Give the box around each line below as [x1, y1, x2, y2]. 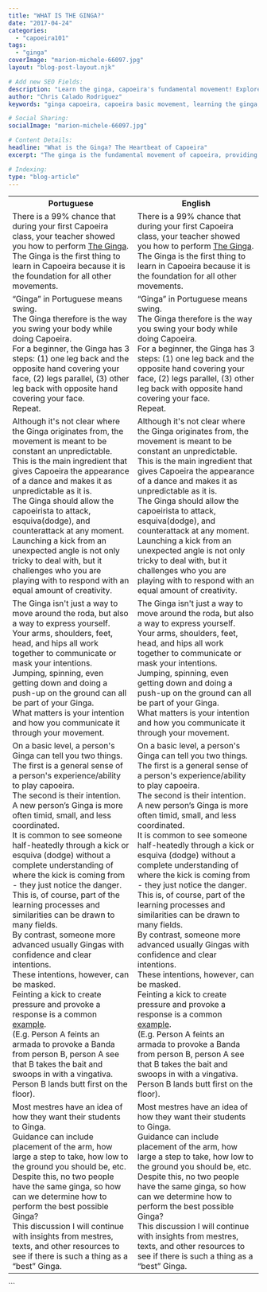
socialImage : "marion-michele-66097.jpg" [8, 122, 148, 130]
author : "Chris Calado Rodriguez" [8, 92, 123, 100]
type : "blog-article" [8, 173, 80, 181]
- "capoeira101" [15, 33, 69, 42]
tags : [8, 41, 26, 49]
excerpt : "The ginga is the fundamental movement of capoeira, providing [8, 150, 258, 159]
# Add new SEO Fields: [8, 77, 83, 86]
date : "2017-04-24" [8, 19, 73, 27]
